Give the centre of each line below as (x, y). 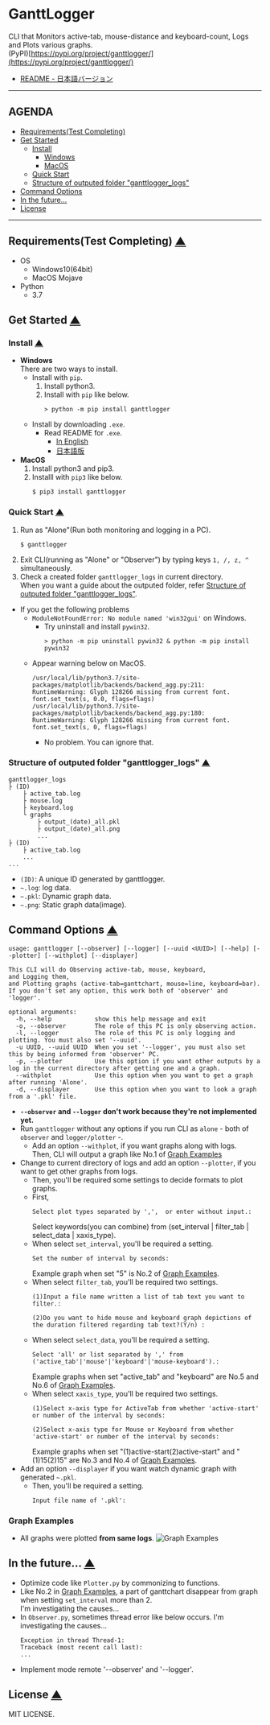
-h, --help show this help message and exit (111, 1019)
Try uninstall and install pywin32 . (97, 626)
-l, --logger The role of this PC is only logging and (125, 1033)
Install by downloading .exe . (79, 424)
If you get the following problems (75, 609)
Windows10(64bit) (62, 269)
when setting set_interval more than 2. (86, 1599)
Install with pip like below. (87, 394)
